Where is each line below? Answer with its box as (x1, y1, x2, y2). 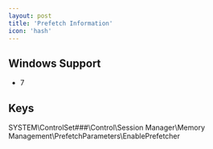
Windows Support (8, 56, 101, 70)
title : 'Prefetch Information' (8, 19, 113, 27)
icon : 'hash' (8, 27, 52, 35)
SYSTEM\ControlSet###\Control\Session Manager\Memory (8, 122, 206, 132)
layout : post (8, 11, 52, 20)
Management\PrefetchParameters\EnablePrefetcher (8, 131, 181, 141)
